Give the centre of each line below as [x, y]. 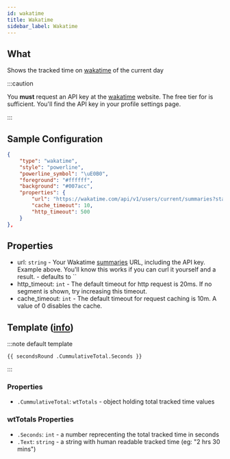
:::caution [21, 83]
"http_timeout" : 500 [61, 212]
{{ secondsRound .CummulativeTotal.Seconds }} [75, 356]
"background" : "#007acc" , [56, 186]
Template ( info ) [40, 327]
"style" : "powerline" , [52, 167]
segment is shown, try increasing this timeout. [82, 291]
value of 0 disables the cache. [60, 306]
